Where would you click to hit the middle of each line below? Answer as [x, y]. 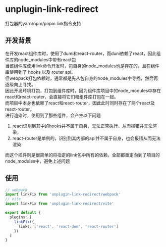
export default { [23, 213]
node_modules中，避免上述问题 [38, 161]
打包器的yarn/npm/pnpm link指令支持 [43, 23]
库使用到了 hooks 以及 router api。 [40, 72]
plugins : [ [21, 217]
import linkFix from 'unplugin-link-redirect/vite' [59, 204]
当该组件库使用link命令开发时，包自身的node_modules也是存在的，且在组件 [82, 66]
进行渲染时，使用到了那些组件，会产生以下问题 [53, 115]
